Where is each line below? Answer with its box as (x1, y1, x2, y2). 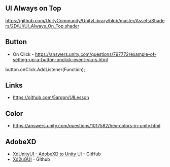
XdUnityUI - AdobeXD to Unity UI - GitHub (12, 151, 101, 157)
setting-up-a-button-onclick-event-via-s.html (12, 56, 108, 62)
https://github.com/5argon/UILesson (12, 94, 89, 101)
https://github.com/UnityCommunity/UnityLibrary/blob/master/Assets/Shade (5, 17, 165, 23)
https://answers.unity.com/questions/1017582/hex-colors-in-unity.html (12, 123, 161, 129)
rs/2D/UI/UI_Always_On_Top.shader (5, 23, 80, 29)
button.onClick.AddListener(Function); (5, 66, 85, 73)
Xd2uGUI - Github (12, 156, 50, 162)
